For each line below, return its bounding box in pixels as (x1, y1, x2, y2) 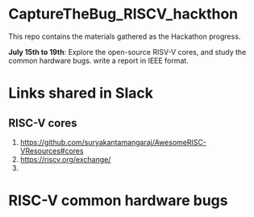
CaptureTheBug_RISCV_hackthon (8, 5, 239, 23)
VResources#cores (19, 146, 84, 156)
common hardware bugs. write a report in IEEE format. (8, 56, 189, 65)
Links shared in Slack (8, 84, 153, 102)
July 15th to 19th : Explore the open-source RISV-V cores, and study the (8, 47, 247, 56)
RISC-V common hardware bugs (8, 191, 228, 210)
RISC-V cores (8, 116, 78, 130)
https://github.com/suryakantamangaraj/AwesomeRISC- (19, 137, 207, 147)
